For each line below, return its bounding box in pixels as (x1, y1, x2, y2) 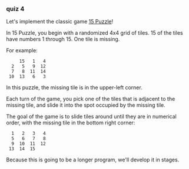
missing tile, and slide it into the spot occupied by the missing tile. (6, 102, 166, 109)
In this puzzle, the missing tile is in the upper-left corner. (6, 84, 142, 91)
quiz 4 (6, 5, 25, 13)
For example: (6, 47, 38, 54)
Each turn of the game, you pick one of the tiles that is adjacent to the (6, 96, 175, 103)
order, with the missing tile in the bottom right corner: (6, 119, 135, 126)
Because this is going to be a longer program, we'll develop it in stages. (6, 156, 180, 163)
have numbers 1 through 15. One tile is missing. (6, 36, 120, 43)
